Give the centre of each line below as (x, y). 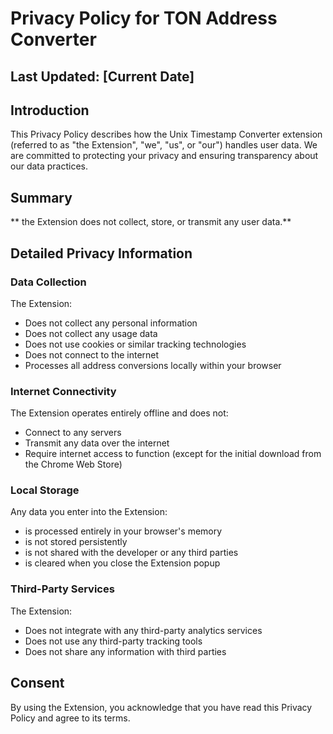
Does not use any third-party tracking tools (113, 641)
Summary (41, 197)
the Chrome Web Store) (73, 464)
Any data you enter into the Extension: (89, 512)
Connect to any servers (73, 433)
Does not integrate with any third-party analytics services (143, 630)
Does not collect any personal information (111, 323)
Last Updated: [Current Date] (102, 76)
